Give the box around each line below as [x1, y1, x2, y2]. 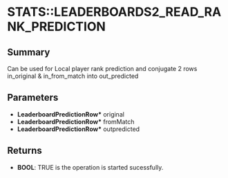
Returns [7, 145, 43, 157]
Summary [7, 46, 50, 58]
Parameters [7, 92, 59, 103]
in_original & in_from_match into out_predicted [7, 72, 139, 80]
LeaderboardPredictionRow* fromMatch [17, 117, 135, 126]
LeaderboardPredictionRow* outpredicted [17, 125, 140, 133]
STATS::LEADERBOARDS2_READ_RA [7, 4, 222, 20]
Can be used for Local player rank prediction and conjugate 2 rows [7, 65, 198, 72]
